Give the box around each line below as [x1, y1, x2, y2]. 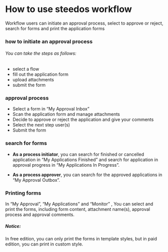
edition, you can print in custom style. [5, 241, 83, 247]
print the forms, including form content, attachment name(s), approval [5, 206, 150, 212]
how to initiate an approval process [5, 38, 93, 45]
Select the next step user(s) [12, 122, 70, 128]
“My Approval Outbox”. [12, 177, 60, 183]
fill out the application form [12, 71, 69, 77]
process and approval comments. [5, 211, 74, 217]
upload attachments [12, 77, 54, 83]
